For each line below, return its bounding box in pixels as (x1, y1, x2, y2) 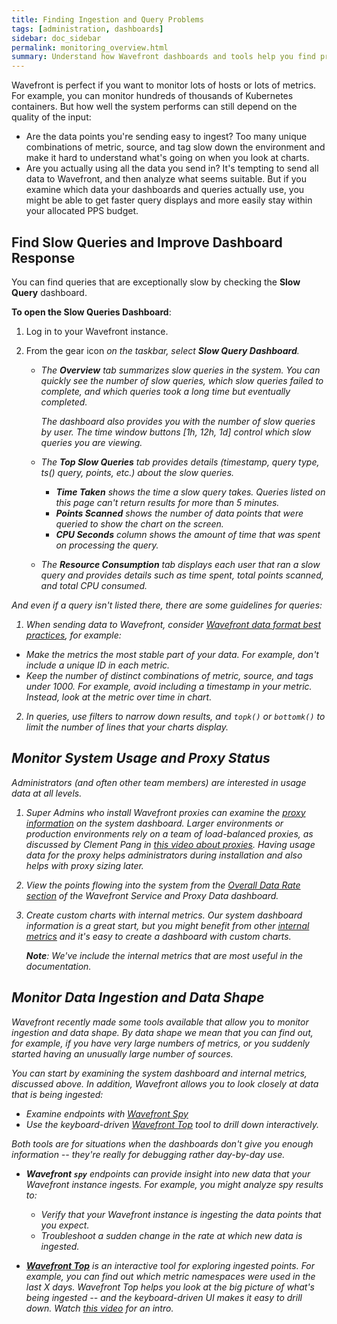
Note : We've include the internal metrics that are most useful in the (25, 949, 304, 961)
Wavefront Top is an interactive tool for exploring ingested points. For (25, 1259, 316, 1271)
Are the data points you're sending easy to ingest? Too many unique (25, 131, 308, 143)
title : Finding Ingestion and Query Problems (11, 14, 204, 25)
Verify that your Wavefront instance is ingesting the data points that (40, 1208, 322, 1220)
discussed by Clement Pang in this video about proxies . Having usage (25, 838, 316, 850)
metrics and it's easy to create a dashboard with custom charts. (25, 930, 292, 942)
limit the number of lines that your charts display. (25, 721, 229, 733)
